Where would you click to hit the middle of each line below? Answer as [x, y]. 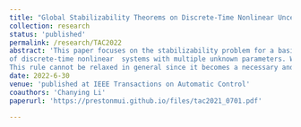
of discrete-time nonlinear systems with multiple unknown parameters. [148, 59]
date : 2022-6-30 [39, 76]
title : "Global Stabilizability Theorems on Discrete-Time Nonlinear [142, 17]
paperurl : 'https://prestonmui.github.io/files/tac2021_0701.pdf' [136, 101]
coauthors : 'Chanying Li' [57, 92]
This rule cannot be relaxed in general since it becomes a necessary [144, 68]
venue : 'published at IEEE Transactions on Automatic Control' [130, 84]
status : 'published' [48, 34]
